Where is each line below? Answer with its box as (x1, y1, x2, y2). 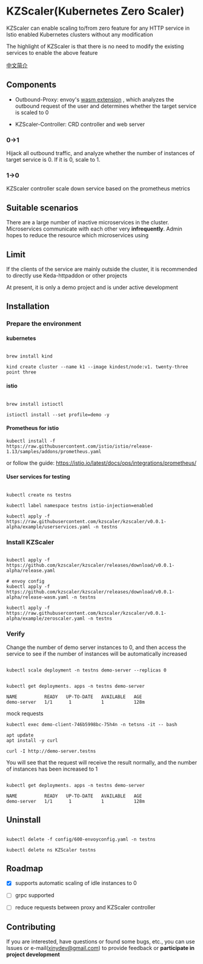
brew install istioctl (6, 401, 64, 407)
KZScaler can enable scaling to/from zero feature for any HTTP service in (6, 24, 190, 32)
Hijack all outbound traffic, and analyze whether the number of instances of (6, 150, 195, 157)
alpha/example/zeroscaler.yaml (6, 616, 85, 622)
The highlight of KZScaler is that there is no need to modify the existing (6, 43, 184, 50)
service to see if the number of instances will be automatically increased (6, 650, 187, 657)
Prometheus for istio (6, 425, 59, 432)
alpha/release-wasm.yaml (6, 594, 69, 600)
